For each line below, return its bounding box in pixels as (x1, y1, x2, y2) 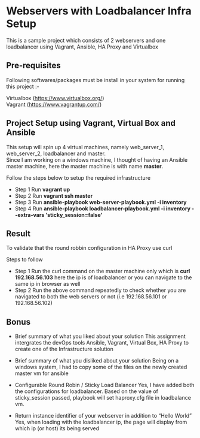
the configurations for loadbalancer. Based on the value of (14, 388, 158, 395)
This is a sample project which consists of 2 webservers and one (6, 37, 166, 44)
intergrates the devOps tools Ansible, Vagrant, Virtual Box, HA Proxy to (14, 339, 189, 346)
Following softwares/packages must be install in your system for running (6, 76, 185, 83)
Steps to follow (6, 256, 43, 263)
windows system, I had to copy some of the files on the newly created (14, 364, 187, 371)
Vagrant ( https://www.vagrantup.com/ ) (6, 101, 102, 108)
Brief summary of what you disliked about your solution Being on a (14, 357, 179, 364)
